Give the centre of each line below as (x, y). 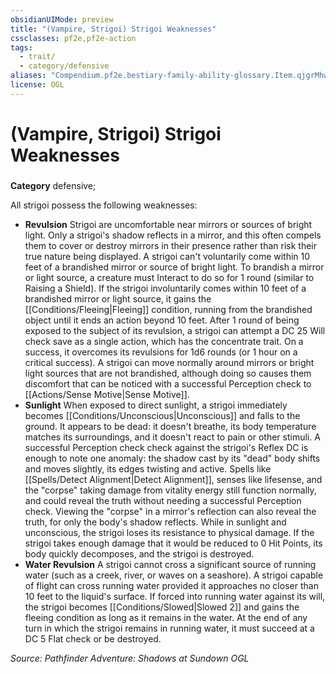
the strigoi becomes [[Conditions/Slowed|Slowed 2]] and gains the (162, 607)
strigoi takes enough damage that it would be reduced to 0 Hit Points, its (173, 543)
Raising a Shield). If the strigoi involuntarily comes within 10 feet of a (165, 288)
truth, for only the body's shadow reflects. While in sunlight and (155, 522)
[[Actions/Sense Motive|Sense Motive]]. (107, 394)
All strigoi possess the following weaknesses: (104, 205)
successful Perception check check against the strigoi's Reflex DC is (166, 447)
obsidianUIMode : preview (62, 19)
